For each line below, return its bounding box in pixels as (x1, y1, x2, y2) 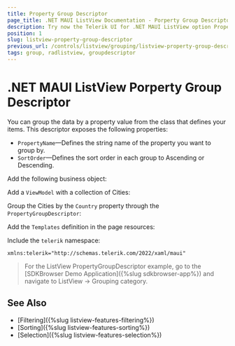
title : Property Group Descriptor (7, 10, 108, 18)
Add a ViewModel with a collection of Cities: (7, 188, 131, 196)
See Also (7, 297, 47, 309)
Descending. (17, 160, 55, 169)
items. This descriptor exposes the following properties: (7, 125, 169, 133)
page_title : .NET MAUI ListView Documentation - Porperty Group (7, 17, 199, 24)
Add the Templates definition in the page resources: (7, 222, 155, 231)
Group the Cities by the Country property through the (7, 201, 159, 210)
